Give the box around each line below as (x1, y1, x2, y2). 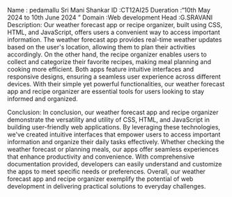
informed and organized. (7, 95, 78, 103)
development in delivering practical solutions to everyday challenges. (7, 182, 206, 190)
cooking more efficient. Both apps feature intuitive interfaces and (7, 65, 194, 73)
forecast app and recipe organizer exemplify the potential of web (7, 175, 194, 183)
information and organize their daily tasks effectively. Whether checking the (7, 138, 225, 145)
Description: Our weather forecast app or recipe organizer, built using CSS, (7, 21, 223, 29)
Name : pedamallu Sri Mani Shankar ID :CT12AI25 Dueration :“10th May (7, 6, 211, 14)
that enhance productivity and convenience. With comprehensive (7, 152, 195, 161)
